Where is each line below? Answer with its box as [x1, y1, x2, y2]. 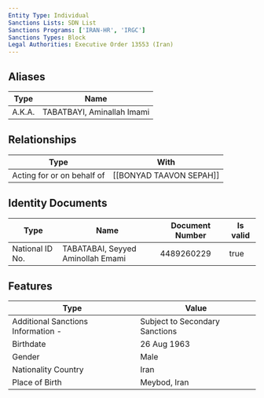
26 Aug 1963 [140, 339, 190, 350]
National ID [12, 243, 53, 254]
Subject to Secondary [140, 316, 220, 327]
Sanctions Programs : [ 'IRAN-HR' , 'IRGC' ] [8, 26, 146, 34]
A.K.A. [12, 106, 35, 117]
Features [8, 279, 53, 293]
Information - [12, 326, 62, 337]
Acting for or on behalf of [12, 170, 105, 181]
